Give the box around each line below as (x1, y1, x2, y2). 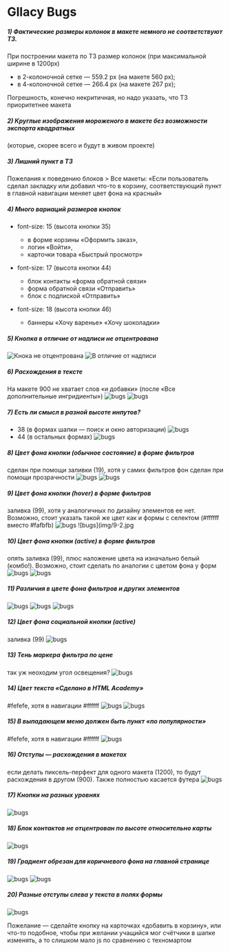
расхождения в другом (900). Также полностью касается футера (7, 775, 200, 783)
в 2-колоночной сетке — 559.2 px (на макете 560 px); (17, 73, 176, 81)
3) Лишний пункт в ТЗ (7, 157, 74, 166)
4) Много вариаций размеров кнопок (7, 205, 121, 213)
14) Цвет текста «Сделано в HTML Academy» (7, 684, 144, 692)
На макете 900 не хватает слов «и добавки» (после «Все (7, 385, 176, 393)
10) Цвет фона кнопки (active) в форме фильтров (7, 537, 156, 545)
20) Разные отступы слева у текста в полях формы (7, 890, 163, 899)
